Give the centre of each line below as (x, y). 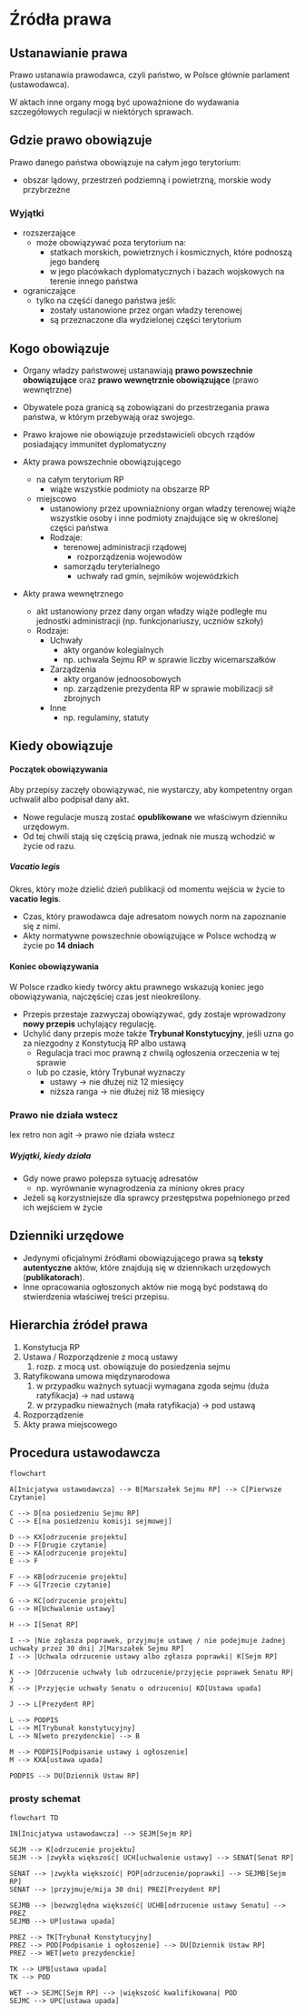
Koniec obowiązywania (54, 967)
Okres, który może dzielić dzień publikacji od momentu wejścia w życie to (148, 889)
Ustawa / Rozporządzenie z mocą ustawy (100, 1357)
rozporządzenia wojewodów (130, 556)
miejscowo (56, 498)
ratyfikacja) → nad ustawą (85, 1395)
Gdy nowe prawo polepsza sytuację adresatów (110, 1178)
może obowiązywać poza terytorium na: (111, 243)
